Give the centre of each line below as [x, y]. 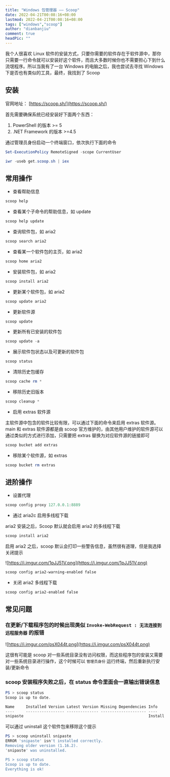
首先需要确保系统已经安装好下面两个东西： [50, 114]
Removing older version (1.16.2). [42, 746]
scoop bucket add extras [31, 445]
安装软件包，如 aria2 [34, 272]
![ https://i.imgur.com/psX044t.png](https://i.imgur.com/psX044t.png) [78, 644]
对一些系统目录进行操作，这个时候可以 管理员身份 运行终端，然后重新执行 [80, 661]
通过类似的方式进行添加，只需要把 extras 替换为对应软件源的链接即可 [77, 435]
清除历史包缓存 [28, 372]
